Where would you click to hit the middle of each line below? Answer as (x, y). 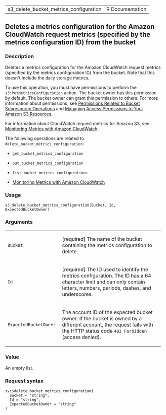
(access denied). (82, 337)
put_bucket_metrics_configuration (48, 163)
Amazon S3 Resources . (29, 114)
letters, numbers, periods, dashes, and (107, 288)
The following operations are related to (44, 138)
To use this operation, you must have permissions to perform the (71, 87)
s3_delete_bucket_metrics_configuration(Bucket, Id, (61, 205)
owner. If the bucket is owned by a (102, 319)
